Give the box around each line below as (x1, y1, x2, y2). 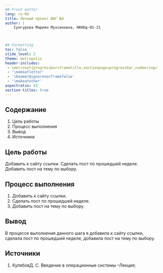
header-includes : (5, 61, 40, 65)
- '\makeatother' (7, 79, 42, 84)
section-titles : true (5, 88, 49, 93)
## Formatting (5, 43, 34, 48)
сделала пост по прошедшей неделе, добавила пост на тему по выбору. (5, 235, 155, 241)
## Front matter (5, 7, 38, 12)
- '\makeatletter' (7, 70, 45, 75)
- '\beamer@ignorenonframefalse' (7, 74, 75, 79)
